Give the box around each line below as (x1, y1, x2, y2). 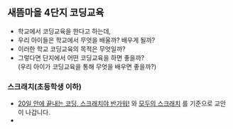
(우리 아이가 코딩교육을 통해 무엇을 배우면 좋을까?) (17, 62, 157, 71)
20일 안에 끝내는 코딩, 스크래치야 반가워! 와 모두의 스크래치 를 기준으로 (17, 99, 213, 108)
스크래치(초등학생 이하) (7, 82, 82, 91)
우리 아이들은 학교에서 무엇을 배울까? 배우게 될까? (17, 35, 156, 44)
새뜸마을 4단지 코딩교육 (7, 6, 104, 19)
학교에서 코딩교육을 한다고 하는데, (17, 27, 112, 35)
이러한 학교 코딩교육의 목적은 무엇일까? (17, 45, 126, 53)
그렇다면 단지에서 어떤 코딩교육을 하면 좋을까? (17, 53, 145, 62)
